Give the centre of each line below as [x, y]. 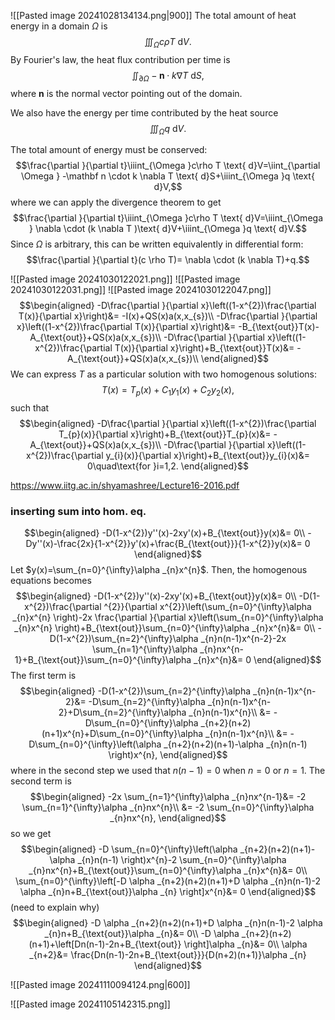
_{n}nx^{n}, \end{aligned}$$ [168, 818]
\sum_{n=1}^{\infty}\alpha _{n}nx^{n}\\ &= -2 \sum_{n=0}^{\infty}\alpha [168, 807]
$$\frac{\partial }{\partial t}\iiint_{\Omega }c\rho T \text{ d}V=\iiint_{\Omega [168, 218]
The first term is [43, 676]
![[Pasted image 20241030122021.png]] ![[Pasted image [125, 279]
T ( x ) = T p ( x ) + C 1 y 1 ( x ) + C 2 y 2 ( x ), [168, 391]
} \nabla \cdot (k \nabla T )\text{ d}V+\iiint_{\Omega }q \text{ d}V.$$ [168, 229]
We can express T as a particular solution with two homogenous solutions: [163, 374]
